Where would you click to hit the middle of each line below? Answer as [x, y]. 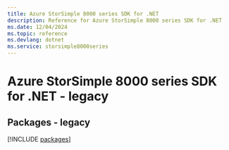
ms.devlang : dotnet [36, 40]
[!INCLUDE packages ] [39, 139]
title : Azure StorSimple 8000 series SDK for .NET [83, 14]
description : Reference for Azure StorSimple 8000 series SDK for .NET [114, 20]
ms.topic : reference [38, 33]
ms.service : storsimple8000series [58, 46]
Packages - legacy [49, 122]
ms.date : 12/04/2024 [38, 27]
